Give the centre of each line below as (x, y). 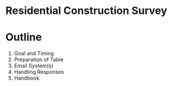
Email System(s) (33, 66)
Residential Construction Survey (86, 11)
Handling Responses (39, 72)
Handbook (26, 78)
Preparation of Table (39, 60)
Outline (24, 37)
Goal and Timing (34, 53)
